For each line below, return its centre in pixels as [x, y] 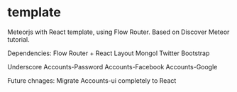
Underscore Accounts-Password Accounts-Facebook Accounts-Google [112, 67]
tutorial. [18, 39]
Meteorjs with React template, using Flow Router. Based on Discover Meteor [118, 32]
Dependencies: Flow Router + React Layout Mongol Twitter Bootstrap [109, 53]
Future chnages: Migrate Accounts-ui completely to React [92, 80]
